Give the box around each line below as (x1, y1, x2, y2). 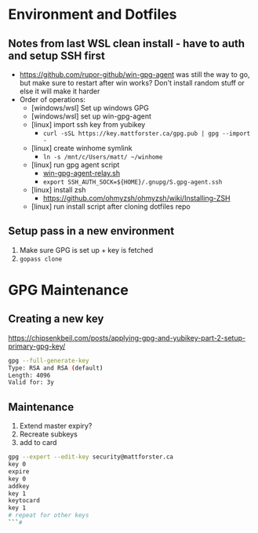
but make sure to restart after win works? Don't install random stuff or (19, 78, 245, 87)
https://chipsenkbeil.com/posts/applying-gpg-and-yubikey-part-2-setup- (8, 333, 245, 342)
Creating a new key (8, 312, 104, 326)
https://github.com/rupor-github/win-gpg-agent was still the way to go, (19, 70, 250, 79)
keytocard (8, 497, 41, 505)
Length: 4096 (8, 371, 51, 379)
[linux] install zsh (31, 185, 86, 194)
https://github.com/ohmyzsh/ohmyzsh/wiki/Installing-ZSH (42, 194, 231, 203)
